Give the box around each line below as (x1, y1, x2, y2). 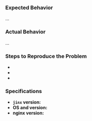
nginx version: (12, 110, 44, 116)
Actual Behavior (5, 28, 46, 36)
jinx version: (12, 99, 41, 105)
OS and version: (12, 105, 47, 111)
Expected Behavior (5, 4, 53, 11)
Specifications (5, 87, 42, 95)
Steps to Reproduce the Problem (5, 52, 87, 59)
